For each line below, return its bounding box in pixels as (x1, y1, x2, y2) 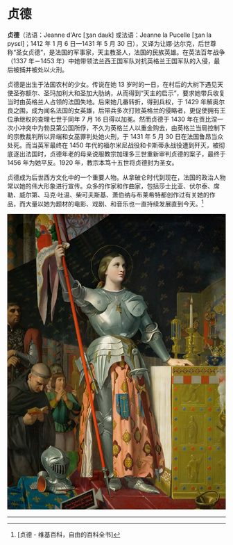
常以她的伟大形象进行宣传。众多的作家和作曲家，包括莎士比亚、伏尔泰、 (7, 181, 214, 190)
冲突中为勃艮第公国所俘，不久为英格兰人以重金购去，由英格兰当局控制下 (19, 123, 226, 132)
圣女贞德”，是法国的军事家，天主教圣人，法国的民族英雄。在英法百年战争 (16, 48, 225, 56)
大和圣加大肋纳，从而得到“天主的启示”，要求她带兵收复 (67, 88, 225, 97)
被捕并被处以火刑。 (12, 65, 68, 74)
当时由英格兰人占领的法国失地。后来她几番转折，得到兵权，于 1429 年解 (7, 97, 213, 106)
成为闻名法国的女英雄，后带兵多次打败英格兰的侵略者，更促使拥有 (31, 106, 220, 115)
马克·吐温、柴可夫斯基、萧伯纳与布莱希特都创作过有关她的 (43, 190, 210, 199)
